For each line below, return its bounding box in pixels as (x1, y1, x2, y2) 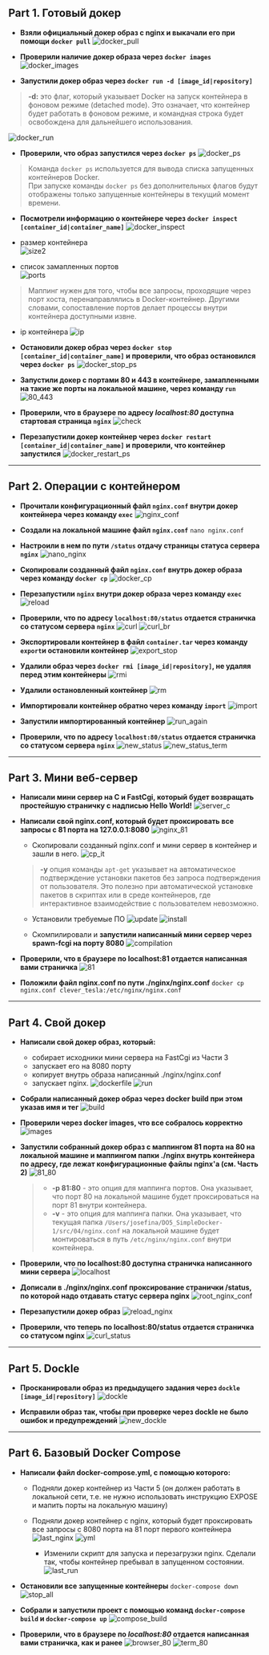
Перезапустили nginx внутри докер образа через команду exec (19, 589, 242, 598)
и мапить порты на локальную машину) (31, 1500, 168, 1510)
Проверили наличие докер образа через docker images (19, 51, 212, 61)
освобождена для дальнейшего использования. (27, 116, 194, 127)
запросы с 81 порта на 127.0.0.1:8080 (19, 825, 150, 834)
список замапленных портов (19, 261, 119, 271)
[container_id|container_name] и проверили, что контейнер (19, 440, 226, 450)
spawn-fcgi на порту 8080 (31, 939, 125, 948)
